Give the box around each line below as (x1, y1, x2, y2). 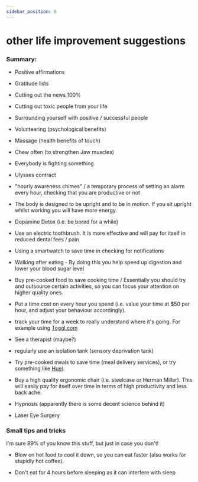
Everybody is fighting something (14, 160, 95, 167)
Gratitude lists (14, 80, 49, 87)
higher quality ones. (14, 289, 64, 296)
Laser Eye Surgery (14, 412, 60, 419)
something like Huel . (14, 365, 65, 372)
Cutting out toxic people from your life (14, 103, 108, 110)
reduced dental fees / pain (14, 236, 79, 243)
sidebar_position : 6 (6, 8, 57, 15)
